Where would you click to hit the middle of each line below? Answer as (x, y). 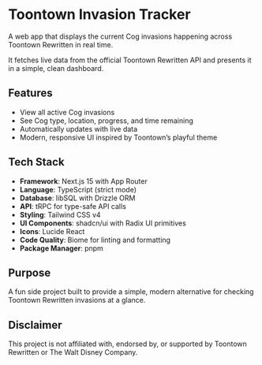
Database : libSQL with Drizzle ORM (77, 198)
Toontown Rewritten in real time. (61, 44)
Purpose (30, 272)
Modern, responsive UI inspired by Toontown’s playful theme (118, 137)
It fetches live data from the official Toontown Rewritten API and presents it (130, 60)
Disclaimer (35, 325)
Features (30, 93)
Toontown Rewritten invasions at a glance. (77, 300)
